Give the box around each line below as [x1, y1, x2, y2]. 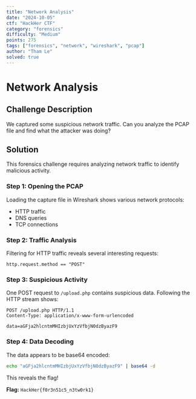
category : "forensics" [6, 26, 64, 32]
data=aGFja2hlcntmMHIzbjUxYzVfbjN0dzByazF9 [6, 323, 118, 330]
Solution [6, 145, 39, 155]
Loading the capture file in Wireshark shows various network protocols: [6, 196, 185, 203]
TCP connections [15, 220, 59, 228]
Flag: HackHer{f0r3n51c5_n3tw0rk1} [6, 386, 94, 393]
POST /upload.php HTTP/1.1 [6, 307, 74, 313]
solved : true [6, 54, 39, 60]
